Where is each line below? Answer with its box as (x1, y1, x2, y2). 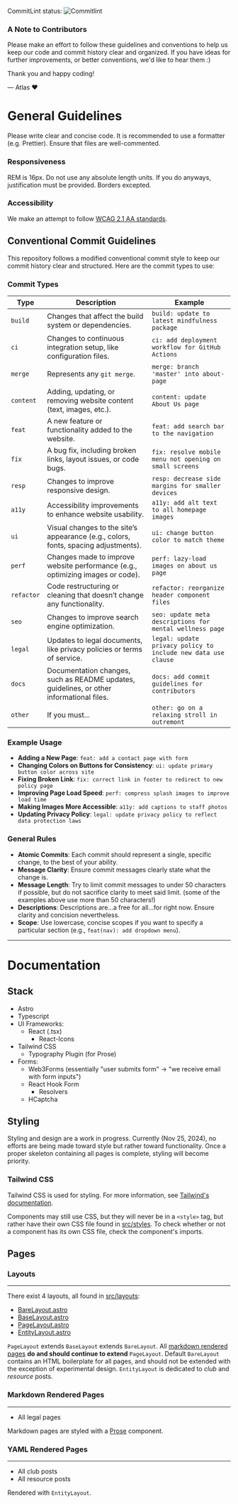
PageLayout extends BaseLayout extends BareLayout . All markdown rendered (7, 1342, 228, 1351)
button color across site (17, 769, 94, 776)
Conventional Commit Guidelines (7, 235, 157, 247)
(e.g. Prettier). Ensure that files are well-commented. (7, 139, 161, 148)
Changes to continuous (47, 333, 125, 343)
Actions (152, 350, 178, 358)
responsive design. (47, 485, 110, 495)
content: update (152, 393, 207, 401)
